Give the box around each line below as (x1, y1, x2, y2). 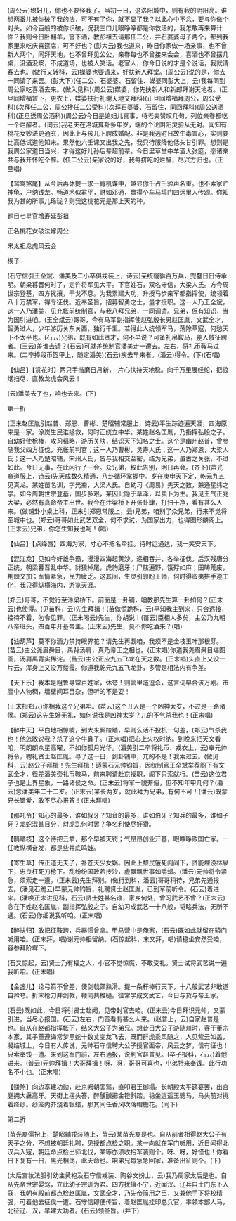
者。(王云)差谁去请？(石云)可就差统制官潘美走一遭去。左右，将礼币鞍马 (7, 342, 214, 350)
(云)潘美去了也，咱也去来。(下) (7, 389, 97, 397)
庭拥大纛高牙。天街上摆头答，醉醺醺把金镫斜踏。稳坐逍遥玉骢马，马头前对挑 (7, 1092, 229, 1099)
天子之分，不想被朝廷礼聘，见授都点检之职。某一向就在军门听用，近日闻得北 (7, 1139, 229, 1147)
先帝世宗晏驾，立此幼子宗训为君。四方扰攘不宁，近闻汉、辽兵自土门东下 (13, 1180, 223, 1188)
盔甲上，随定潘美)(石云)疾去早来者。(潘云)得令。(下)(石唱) (52, 351, 221, 358)
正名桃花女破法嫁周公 (7, 227, 69, 235)
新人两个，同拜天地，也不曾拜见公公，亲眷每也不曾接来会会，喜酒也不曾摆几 (7, 50, 229, 58)
